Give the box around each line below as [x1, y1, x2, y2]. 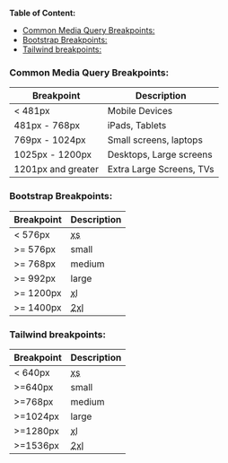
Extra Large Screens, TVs [107, 163, 215, 176]
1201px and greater [13, 163, 99, 176]
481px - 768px [13, 119, 81, 132]
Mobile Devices [107, 105, 173, 118]
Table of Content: [9, 8, 76, 18]
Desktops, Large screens [107, 148, 213, 161]
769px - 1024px [13, 134, 86, 146]
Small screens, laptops [107, 134, 204, 146]
